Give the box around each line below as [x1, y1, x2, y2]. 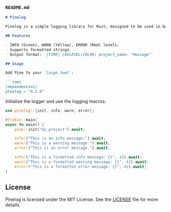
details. [5, 202, 21, 208]
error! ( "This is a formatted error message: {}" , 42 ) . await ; [14, 164, 147, 169]
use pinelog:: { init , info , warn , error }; [5, 108, 95, 113]
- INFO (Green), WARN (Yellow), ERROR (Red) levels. [5, 42, 120, 47]
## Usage [5, 61, 24, 66]
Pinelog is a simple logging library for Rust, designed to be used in [5, 24, 160, 30]
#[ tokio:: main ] [5, 117, 38, 122]
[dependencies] [5, 84, 38, 90]
